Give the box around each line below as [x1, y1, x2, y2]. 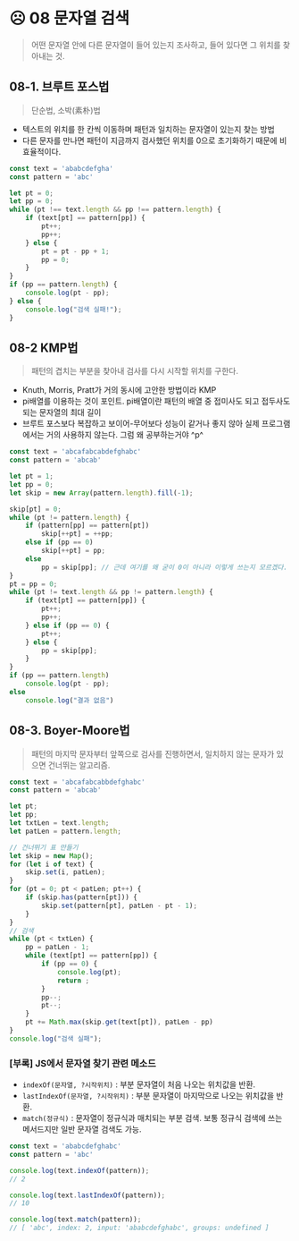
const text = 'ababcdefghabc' [9, 1142, 122, 1151]
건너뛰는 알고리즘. [47, 760, 111, 770]
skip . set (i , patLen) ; [25, 868, 105, 877]
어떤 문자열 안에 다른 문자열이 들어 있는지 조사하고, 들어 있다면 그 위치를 [30, 39, 281, 50]
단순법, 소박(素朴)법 [30, 105, 101, 115]
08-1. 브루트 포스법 [9, 80, 110, 95]
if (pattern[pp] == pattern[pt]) [25, 521, 150, 531]
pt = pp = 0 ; [9, 579, 58, 589]
